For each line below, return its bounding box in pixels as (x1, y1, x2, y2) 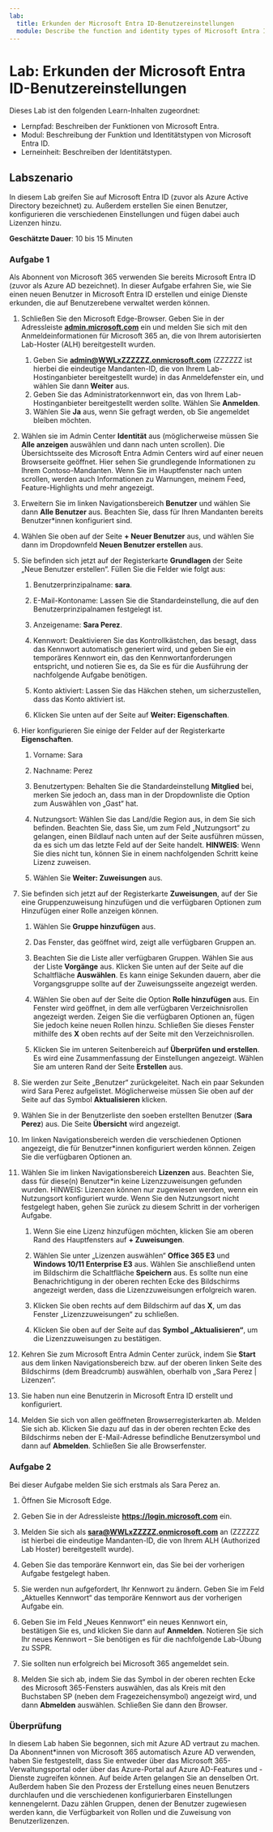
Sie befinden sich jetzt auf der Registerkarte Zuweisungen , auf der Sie (20, 888, 258, 899)
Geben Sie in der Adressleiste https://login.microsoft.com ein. (20, 1511, 232, 1521)
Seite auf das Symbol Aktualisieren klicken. (20, 1095, 168, 1105)
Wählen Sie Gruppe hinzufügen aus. (32, 922, 156, 931)
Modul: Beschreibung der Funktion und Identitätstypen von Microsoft (20, 130, 252, 140)
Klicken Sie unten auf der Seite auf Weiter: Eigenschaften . (32, 710, 230, 720)
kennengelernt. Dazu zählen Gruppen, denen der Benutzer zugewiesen (9, 1799, 247, 1809)
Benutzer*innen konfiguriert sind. (20, 516, 133, 526)
